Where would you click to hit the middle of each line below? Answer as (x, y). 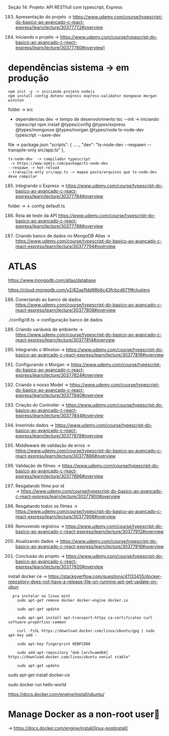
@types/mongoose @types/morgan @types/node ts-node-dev (80, 129)
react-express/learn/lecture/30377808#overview (65, 310)
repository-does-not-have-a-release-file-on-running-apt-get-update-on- (83, 581)
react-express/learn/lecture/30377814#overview (65, 340)
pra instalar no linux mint (42, 596)
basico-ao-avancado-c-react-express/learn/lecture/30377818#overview (89, 355)
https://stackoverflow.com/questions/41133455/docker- (105, 576)
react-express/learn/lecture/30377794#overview (65, 246)
